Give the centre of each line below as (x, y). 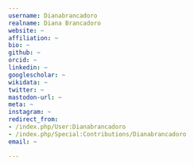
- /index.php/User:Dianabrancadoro (67, 127)
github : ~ (25, 53)
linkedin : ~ (28, 68)
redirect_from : (33, 120)
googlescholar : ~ (37, 75)
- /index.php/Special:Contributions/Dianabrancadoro (97, 134)
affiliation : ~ (33, 38)
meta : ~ (21, 104)
